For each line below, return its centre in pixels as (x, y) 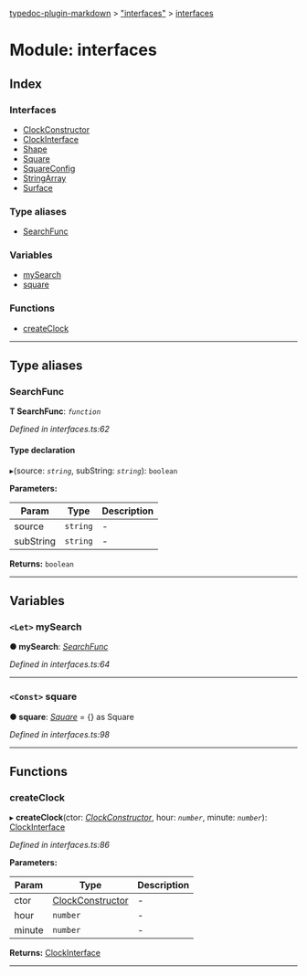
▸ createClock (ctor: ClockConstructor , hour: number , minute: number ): (138, 818)
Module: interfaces (83, 50)
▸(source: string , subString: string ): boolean (94, 471)
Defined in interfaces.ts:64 (60, 664)
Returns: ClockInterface (55, 953)
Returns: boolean (42, 563)
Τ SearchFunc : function (55, 411)
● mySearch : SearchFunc (59, 647)
